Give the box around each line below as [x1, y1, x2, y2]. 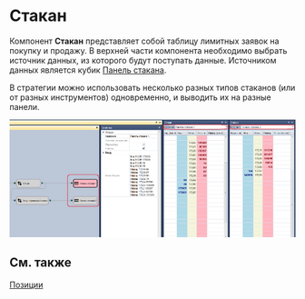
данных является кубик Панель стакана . [9, 65, 167, 75]
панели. [9, 101, 40, 112]
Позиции [9, 279, 44, 290]
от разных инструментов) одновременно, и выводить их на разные [9, 92, 271, 103]
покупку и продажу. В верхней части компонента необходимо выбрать [9, 45, 288, 55]
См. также [9, 255, 73, 271]
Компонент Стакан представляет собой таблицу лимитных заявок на [9, 35, 280, 46]
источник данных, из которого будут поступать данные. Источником [9, 55, 277, 65]
